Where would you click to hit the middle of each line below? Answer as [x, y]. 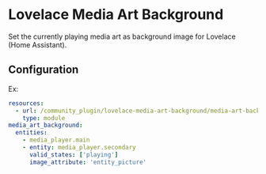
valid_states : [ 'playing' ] [74, 155]
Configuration [44, 70]
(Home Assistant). [38, 44]
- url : [26, 111]
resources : [26, 103]
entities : [31, 133]
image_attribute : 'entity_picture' [88, 162]
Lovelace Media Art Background [116, 15]
